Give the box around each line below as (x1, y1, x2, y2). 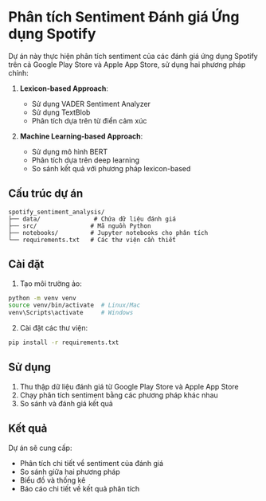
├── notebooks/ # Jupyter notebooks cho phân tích (8, 229, 209, 237)
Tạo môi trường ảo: (19, 279, 82, 288)
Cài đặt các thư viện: (19, 323, 88, 333)
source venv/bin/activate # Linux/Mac (8, 301, 141, 310)
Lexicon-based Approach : (19, 84, 109, 93)
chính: (8, 68, 29, 77)
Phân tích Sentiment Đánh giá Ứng (8, 8, 240, 26)
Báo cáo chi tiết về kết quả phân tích (19, 483, 140, 493)
